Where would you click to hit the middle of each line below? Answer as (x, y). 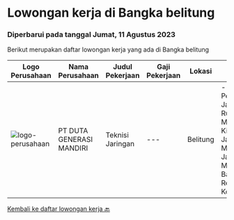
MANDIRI (73, 148)
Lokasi (201, 71)
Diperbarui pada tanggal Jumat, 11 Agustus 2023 (92, 35)
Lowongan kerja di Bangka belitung (111, 13)
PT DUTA (73, 131)
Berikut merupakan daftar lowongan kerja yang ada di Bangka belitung (108, 49)
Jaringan (120, 144)
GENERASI (76, 139)
